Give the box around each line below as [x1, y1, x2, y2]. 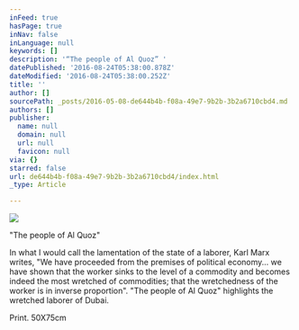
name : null [17, 122, 59, 131]
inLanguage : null [9, 38, 75, 48]
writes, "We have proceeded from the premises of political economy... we [9, 257, 282, 268]
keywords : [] [9, 47, 59, 56]
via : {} [9, 155, 39, 165]
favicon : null [17, 147, 70, 156]
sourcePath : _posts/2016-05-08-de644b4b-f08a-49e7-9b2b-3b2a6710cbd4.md [9, 96, 288, 106]
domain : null [17, 130, 67, 139]
